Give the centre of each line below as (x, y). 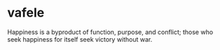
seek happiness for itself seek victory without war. (80, 39)
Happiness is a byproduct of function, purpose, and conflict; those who (110, 32)
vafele (26, 13)
